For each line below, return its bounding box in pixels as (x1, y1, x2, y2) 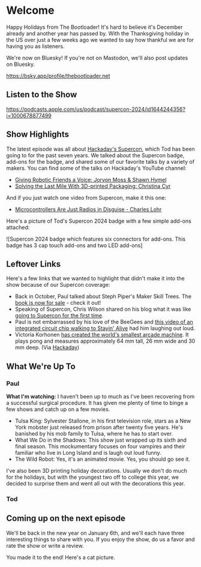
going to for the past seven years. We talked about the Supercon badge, (6, 151, 185, 159)
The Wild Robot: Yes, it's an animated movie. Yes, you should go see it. (14, 455, 191, 463)
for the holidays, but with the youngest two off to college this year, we (6, 473, 179, 481)
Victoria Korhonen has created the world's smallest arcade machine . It (14, 331, 189, 338)
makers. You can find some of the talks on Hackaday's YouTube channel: (6, 164, 187, 172)
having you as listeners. (6, 43, 65, 50)
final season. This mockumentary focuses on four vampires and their (14, 443, 185, 450)
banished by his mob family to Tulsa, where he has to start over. (14, 430, 173, 437)
